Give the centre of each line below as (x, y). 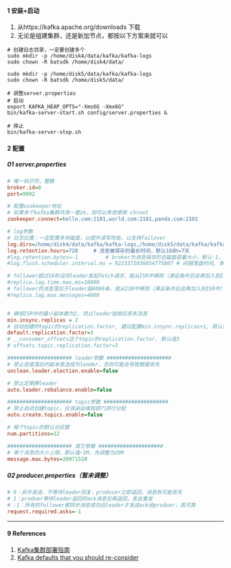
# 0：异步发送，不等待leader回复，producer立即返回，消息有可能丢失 (95, 492)
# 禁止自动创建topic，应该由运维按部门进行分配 (67, 409)
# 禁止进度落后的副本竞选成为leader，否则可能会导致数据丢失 (84, 364)
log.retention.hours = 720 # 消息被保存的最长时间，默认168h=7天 (99, 251)
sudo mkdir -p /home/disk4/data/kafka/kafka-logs (80, 56)
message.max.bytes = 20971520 (47, 459)
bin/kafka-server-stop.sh (44, 132)
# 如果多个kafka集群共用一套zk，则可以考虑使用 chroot (78, 213)
